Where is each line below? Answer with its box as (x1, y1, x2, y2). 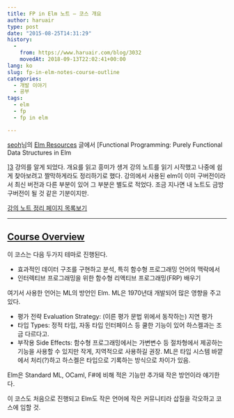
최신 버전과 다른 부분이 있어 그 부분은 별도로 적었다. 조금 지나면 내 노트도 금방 (14, 180, 224, 189)
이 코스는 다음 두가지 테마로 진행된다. (7, 250, 108, 259)
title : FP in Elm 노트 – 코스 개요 (7, 10, 102, 17)
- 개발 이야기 (13, 82, 47, 89)
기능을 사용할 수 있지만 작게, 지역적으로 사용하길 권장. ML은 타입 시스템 (17, 347, 210, 356)
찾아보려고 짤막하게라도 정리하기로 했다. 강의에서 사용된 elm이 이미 (14, 171, 196, 180)
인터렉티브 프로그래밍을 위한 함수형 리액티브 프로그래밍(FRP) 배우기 (17, 274, 201, 282)
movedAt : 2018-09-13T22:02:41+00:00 (19, 56, 127, 63)
